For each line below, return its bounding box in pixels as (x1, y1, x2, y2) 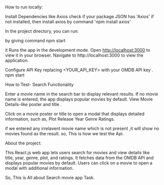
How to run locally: (5, 4, 43, 10)
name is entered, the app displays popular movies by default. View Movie (5, 96, 153, 102)
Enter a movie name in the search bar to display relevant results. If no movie (5, 91, 158, 97)
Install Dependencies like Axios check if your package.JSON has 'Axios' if (5, 14, 154, 19)
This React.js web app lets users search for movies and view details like (5, 150, 150, 155)
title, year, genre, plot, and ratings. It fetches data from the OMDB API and (5, 155, 154, 161)
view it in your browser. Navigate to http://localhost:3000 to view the (5, 52, 143, 58)
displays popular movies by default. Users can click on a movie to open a (5, 160, 153, 165)
